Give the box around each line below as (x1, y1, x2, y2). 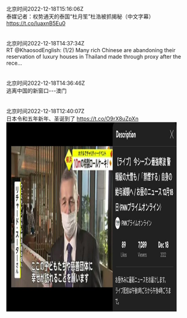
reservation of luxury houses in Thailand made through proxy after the (6, 53, 182, 60)
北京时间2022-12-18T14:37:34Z (6, 40, 85, 47)
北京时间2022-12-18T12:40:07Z (6, 108, 85, 114)
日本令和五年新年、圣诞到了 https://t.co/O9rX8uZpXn (6, 115, 139, 122)
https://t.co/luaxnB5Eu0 (6, 20, 66, 27)
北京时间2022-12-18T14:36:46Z (6, 79, 85, 87)
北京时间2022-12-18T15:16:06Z (6, 5, 84, 12)
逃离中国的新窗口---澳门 (6, 87, 67, 94)
